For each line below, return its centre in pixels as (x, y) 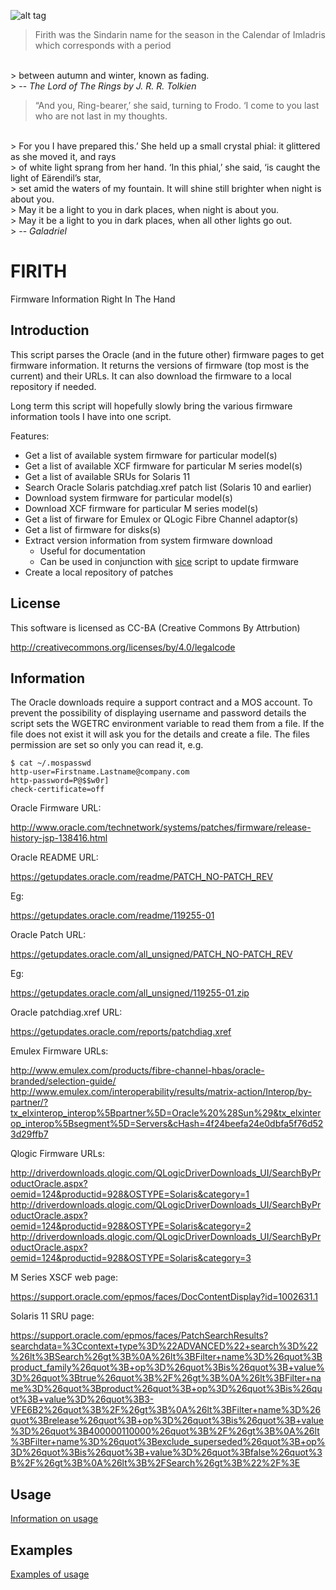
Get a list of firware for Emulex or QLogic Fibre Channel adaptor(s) (161, 519)
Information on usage (54, 1519)
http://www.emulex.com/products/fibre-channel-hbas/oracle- (137, 1071)
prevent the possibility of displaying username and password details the (158, 713)
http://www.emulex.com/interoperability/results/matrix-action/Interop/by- (161, 1092)
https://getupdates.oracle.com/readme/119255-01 (112, 916)
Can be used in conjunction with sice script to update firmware (169, 561)
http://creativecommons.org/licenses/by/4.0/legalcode (123, 647)
